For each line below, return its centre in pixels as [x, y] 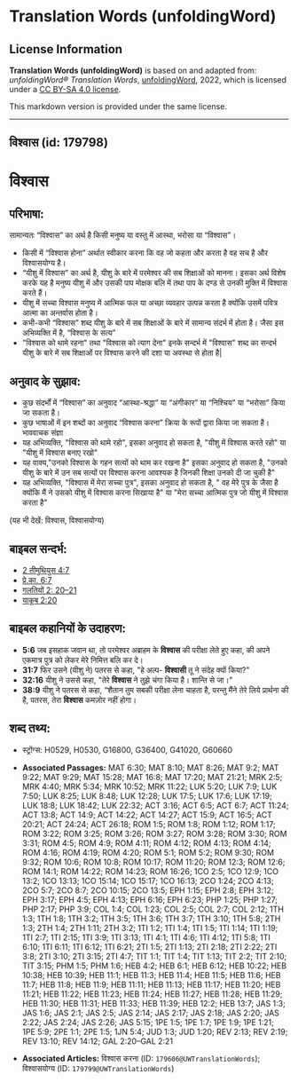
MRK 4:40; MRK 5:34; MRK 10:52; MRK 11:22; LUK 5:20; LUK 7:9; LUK [149, 786]
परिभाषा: [27, 213]
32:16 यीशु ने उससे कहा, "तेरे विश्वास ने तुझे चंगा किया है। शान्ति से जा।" [127, 680]
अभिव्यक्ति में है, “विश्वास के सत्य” [69, 333]
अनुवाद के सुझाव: [45, 381]
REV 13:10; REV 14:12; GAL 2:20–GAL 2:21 [98, 1041]
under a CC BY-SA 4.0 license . [65, 89]
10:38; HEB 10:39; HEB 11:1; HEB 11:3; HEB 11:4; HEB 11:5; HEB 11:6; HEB [151, 975]
